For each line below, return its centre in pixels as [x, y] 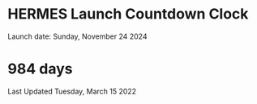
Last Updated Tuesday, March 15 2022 [72, 91]
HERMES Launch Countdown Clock [128, 14]
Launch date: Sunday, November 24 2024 [77, 36]
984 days [40, 69]
